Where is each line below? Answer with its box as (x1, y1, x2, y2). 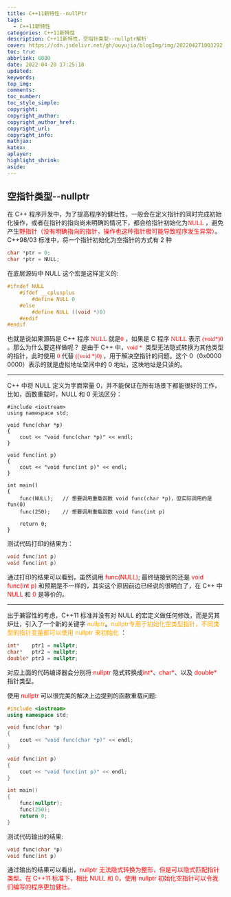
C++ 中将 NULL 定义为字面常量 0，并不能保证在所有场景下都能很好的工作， (7, 381, 221, 390)
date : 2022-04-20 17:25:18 (7, 61, 85, 68)
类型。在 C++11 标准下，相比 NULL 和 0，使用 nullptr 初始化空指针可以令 (7, 874, 213, 883)
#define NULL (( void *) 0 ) (32, 309, 107, 315)
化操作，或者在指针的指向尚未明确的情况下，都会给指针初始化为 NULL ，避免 (7, 219, 224, 227)
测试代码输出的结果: (7, 832, 64, 841)
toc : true (7, 49, 36, 56)
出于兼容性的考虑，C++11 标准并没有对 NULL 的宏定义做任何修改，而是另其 (7, 611, 220, 619)
